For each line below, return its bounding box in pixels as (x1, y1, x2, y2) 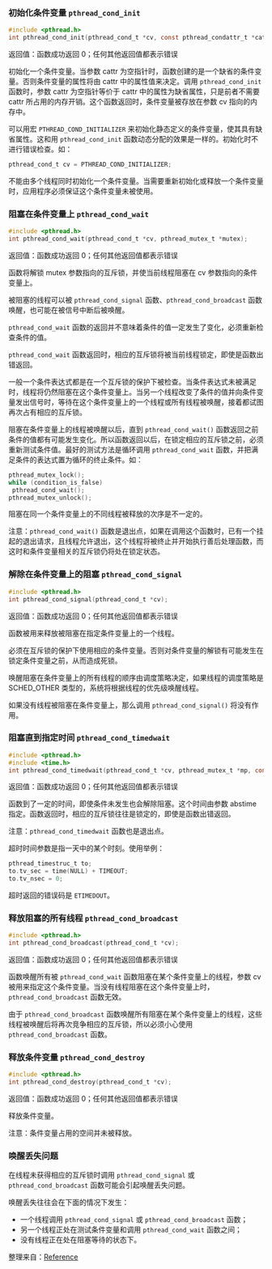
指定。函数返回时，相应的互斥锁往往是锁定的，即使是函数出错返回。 (8, 809, 236, 819)
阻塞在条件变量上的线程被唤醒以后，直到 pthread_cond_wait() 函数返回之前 (8, 424, 259, 434)
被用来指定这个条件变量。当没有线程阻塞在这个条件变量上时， (8, 982, 215, 992)
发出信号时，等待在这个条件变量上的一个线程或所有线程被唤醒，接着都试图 (15, 397, 264, 406)
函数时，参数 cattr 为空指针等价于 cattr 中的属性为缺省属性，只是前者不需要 (8, 87, 261, 96)
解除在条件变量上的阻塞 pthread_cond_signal (8, 569, 182, 580)
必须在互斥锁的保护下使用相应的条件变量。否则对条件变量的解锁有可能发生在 (8, 645, 264, 655)
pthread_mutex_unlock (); (8, 494, 92, 502)
